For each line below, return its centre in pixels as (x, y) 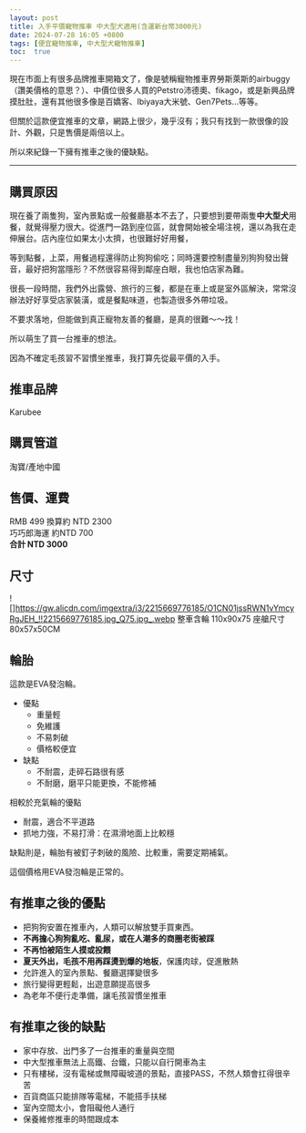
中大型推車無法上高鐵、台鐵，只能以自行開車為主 (114, 1062)
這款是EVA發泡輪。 (45, 684)
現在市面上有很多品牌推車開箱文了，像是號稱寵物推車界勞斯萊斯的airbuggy (150, 79)
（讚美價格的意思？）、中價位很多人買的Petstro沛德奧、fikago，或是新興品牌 (152, 90)
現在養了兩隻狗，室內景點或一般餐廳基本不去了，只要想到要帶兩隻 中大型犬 (149, 215)
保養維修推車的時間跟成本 (71, 1118)
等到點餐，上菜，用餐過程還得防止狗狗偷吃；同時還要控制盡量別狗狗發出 (145, 257)
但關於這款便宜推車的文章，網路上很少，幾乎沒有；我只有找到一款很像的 (145, 121)
